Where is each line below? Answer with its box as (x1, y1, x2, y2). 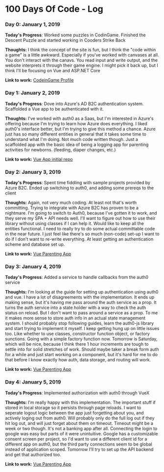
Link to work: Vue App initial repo (5, 156, 73, 162)
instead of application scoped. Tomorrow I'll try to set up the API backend (5, 446, 154, 452)
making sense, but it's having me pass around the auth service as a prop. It (5, 300, 157, 305)
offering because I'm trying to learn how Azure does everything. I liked (5, 120, 148, 126)
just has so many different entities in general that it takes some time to (5, 131, 147, 137)
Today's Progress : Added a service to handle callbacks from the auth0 (5, 274, 148, 280)
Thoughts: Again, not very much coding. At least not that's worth (5, 200, 137, 206)
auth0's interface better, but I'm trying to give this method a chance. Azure (5, 126, 156, 132)
